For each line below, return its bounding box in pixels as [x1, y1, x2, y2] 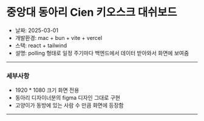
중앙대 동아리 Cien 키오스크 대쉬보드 [6, 5, 177, 19]
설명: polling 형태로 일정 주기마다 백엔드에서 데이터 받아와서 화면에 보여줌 [15, 49, 189, 56]
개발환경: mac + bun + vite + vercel [15, 34, 103, 41]
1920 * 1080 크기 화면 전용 [15, 87, 80, 94]
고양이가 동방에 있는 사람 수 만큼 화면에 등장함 [15, 102, 124, 109]
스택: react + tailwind [15, 42, 67, 49]
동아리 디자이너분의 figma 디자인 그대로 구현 [15, 94, 120, 102]
